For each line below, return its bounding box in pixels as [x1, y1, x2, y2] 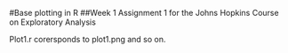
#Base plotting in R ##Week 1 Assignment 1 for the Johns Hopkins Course [9, 8, 279, 18]
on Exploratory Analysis [9, 17, 96, 27]
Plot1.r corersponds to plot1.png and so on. [9, 34, 166, 44]
